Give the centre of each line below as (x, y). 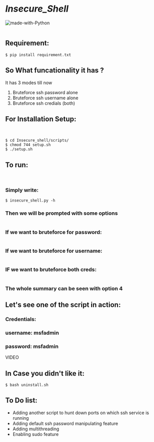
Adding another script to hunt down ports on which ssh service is (81, 413)
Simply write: (22, 190)
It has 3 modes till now (29, 83)
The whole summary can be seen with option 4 (64, 288)
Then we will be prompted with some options (62, 213)
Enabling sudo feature (36, 434)
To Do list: (22, 400)
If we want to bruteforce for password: (54, 232)
